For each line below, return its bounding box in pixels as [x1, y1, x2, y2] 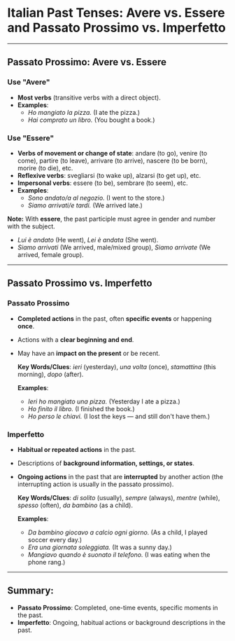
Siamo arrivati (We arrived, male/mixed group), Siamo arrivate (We [17, 243, 211, 251]
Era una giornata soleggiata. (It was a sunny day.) [27, 543, 173, 551]
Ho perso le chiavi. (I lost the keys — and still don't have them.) [27, 412, 211, 420]
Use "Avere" [7, 77, 50, 87]
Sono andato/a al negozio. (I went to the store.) [27, 193, 165, 202]
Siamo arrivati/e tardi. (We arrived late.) [27, 201, 143, 209]
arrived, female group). [17, 250, 84, 259]
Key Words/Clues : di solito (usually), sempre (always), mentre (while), [17, 493, 220, 502]
